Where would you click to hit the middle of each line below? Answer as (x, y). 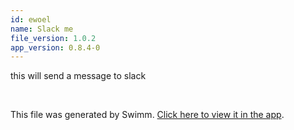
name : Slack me (42, 29)
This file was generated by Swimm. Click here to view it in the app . (147, 115)
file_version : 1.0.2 (53, 38)
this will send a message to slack (78, 76)
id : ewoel (31, 19)
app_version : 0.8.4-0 (55, 47)
